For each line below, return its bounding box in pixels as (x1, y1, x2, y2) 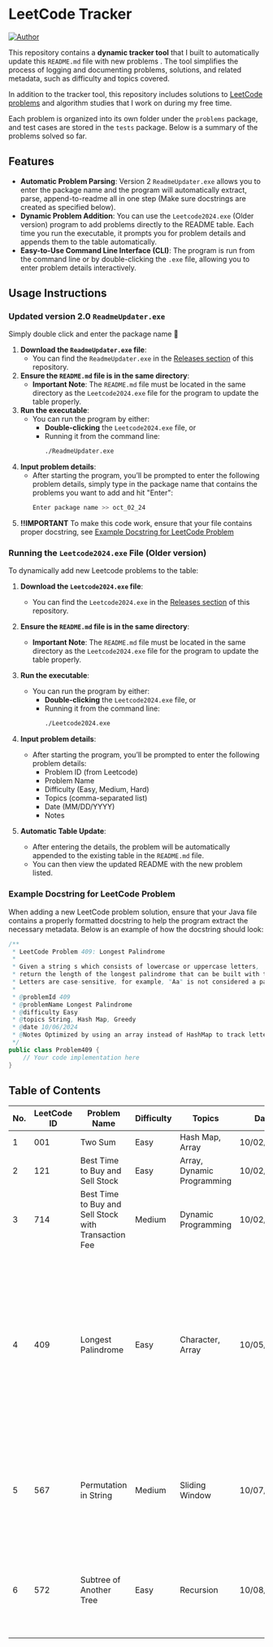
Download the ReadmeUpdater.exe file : (19, 345, 147, 355)
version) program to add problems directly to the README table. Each (19, 219, 254, 229)
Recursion (180, 1584, 219, 1596)
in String (80, 1490, 112, 1501)
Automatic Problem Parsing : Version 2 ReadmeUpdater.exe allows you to (19, 176, 262, 186)
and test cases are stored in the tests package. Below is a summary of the (8, 122, 258, 132)
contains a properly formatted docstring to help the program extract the (8, 915, 249, 925)
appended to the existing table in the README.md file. (32, 851, 205, 861)
